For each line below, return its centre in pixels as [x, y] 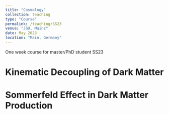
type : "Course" [21, 19]
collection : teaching [28, 14]
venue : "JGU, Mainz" [27, 28]
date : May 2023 [21, 33]
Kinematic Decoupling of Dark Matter [84, 72]
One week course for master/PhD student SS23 [55, 52]
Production [29, 106]
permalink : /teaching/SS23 [33, 24]
